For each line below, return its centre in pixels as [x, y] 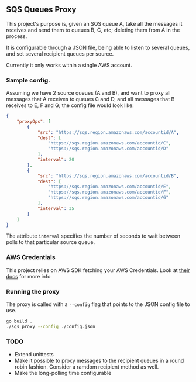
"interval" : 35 [56, 208]
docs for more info [28, 276]
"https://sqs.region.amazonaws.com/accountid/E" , [109, 187]
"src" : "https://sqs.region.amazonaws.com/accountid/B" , [108, 176]
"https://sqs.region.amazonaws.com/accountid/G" [108, 198]
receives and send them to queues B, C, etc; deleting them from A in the [93, 30]
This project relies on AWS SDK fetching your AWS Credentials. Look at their [98, 270]
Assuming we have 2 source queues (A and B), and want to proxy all [88, 93]
